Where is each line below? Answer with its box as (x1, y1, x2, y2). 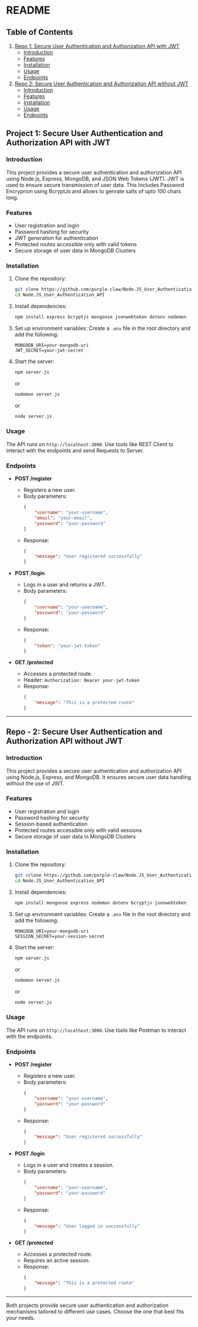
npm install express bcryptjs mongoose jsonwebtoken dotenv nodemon (14, 314, 187, 320)
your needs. (6, 1314, 35, 1321)
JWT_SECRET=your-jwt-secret (14, 347, 84, 354)
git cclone (14, 873, 42, 879)
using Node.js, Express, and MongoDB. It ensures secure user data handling (6, 773, 192, 781)
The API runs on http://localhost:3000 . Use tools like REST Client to (6, 440, 174, 448)
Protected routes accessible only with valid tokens (14, 240, 137, 247)
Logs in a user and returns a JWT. (23, 581, 106, 588)
